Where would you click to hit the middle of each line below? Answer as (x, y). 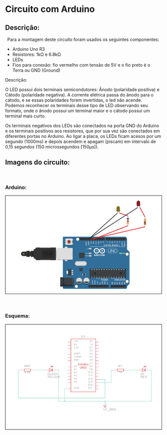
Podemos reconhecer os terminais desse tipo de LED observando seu (77, 105)
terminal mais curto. (26, 116)
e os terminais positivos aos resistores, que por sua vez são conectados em (83, 131)
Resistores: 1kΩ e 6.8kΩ (36, 54)
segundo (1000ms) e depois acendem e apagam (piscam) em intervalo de (81, 141)
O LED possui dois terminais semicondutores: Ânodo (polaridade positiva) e (82, 90)
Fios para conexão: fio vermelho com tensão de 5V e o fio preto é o (81, 65)
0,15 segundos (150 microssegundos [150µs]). (52, 147)
